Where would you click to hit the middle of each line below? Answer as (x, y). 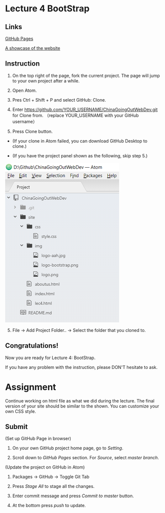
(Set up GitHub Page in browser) (38, 439)
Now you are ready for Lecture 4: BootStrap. (50, 358)
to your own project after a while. (46, 81)
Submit (17, 426)
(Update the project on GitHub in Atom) (45, 467)
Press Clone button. (32, 131)
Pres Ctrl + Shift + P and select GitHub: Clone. (59, 100)
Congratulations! (32, 346)
